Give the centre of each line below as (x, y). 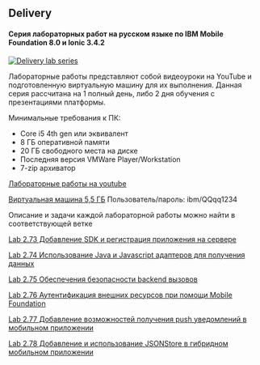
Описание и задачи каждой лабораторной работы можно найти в (122, 214)
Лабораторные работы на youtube (67, 183)
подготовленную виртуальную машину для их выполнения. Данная (125, 85)
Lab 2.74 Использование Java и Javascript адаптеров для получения (127, 255)
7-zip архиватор (48, 168)
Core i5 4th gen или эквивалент (74, 134)
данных (21, 263)
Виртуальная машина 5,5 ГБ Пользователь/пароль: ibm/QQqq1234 (123, 199)
